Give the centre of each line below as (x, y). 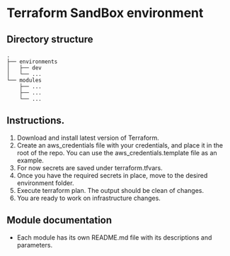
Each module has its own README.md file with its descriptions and (114, 237)
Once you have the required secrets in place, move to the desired (112, 175)
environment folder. (45, 183)
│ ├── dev (24, 68)
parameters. (35, 245)
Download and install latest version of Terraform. (88, 138)
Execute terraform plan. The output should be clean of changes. (110, 190)
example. (30, 160)
